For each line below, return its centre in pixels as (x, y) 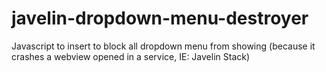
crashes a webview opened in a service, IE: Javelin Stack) (131, 56)
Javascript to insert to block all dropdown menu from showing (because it (163, 46)
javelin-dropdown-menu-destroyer (160, 18)
